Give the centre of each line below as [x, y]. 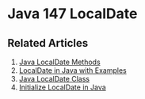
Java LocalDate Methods [59, 62]
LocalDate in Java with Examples [73, 70]
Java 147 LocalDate [72, 14]
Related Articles [48, 43]
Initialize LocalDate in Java [62, 87]
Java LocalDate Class [54, 79]
